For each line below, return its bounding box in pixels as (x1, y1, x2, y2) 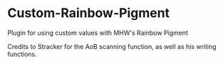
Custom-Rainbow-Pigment (7, 5, 170, 21)
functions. (7, 50, 37, 58)
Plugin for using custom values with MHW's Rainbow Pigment (7, 28, 189, 37)
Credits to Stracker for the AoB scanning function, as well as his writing (7, 42, 217, 50)
